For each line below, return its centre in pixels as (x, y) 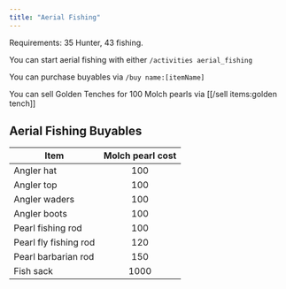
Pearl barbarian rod (54, 257)
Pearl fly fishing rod (54, 242)
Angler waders (44, 200)
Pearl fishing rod (48, 228)
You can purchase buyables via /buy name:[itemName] (107, 77)
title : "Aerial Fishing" (55, 17)
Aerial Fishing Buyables (76, 131)
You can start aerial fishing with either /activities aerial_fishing (131, 59)
